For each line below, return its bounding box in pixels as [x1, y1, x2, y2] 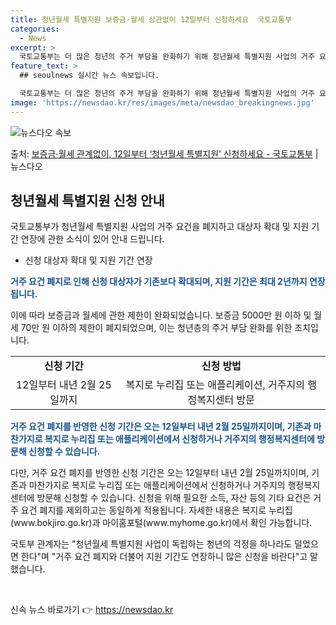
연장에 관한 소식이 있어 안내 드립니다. [20, 233, 165, 245]
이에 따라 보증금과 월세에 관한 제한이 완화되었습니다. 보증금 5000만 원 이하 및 [10, 309, 312, 321]
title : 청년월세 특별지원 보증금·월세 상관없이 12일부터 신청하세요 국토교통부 [10, 14, 292, 25]
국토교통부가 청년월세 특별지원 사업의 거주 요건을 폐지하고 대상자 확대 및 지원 [10, 221, 310, 233]
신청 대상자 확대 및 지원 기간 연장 [24, 254, 153, 266]
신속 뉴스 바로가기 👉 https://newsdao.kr [10, 604, 174, 616]
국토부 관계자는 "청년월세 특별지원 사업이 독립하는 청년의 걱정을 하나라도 [10, 538, 293, 550]
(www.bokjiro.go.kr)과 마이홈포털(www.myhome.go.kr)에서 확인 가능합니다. [10, 517, 313, 529]
